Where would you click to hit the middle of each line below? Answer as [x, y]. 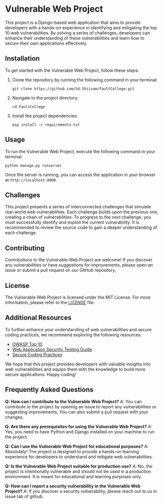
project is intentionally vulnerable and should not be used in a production [78, 471]
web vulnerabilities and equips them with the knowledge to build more [75, 369]
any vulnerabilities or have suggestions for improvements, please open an [79, 265]
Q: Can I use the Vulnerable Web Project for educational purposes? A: [77, 446]
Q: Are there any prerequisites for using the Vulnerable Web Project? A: [79, 426]
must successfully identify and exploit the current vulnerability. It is [72, 222]
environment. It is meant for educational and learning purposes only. [73, 476]
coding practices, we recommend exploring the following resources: [73, 335]
